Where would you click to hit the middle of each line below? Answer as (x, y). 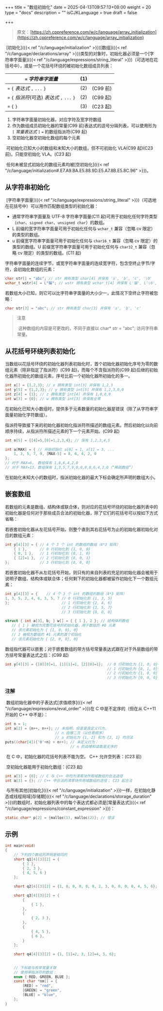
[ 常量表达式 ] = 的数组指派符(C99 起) (49, 132)
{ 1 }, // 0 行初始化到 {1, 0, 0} (52, 549)
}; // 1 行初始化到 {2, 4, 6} (59, 603)
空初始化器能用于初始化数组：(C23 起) (44, 767)
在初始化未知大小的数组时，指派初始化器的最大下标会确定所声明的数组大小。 (81, 477)
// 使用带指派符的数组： (35, 972)
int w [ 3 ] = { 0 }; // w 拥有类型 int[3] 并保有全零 (53, 399)
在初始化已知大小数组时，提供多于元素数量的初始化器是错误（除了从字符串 (79, 409)
